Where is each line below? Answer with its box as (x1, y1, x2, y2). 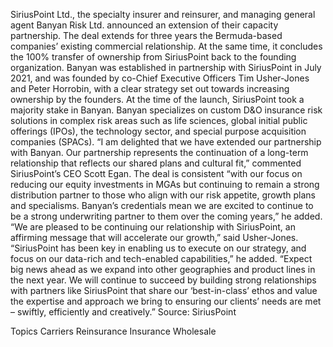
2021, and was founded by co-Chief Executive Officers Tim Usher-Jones (10, 72, 310, 84)
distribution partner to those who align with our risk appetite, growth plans (10, 189, 317, 201)
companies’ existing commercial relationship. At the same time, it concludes (10, 40, 323, 52)
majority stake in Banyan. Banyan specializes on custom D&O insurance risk (10, 104, 323, 116)
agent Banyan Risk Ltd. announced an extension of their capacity (10, 19, 279, 31)
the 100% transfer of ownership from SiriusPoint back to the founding (10, 51, 297, 63)
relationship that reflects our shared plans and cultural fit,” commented (10, 157, 302, 169)
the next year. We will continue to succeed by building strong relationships (10, 274, 317, 286)
